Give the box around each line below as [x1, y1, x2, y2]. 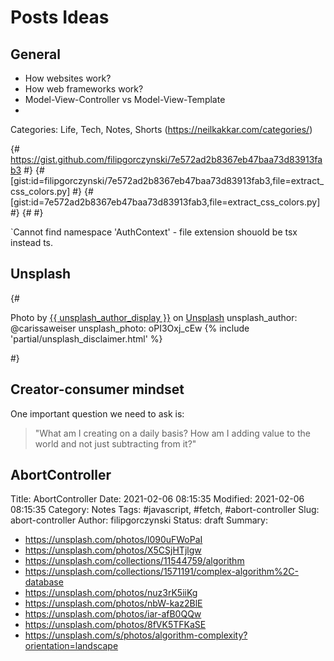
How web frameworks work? [24, 83, 144, 95]
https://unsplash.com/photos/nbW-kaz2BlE [24, 597, 203, 610]
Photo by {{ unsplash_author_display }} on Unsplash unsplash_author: [10, 311, 298, 323]
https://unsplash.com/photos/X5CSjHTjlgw [24, 544, 202, 556]
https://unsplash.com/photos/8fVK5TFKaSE [24, 619, 207, 631]
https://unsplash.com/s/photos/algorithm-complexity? [24, 629, 248, 641]
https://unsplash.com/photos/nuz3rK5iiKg [24, 587, 198, 599]
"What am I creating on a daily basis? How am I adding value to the [34, 427, 311, 439]
